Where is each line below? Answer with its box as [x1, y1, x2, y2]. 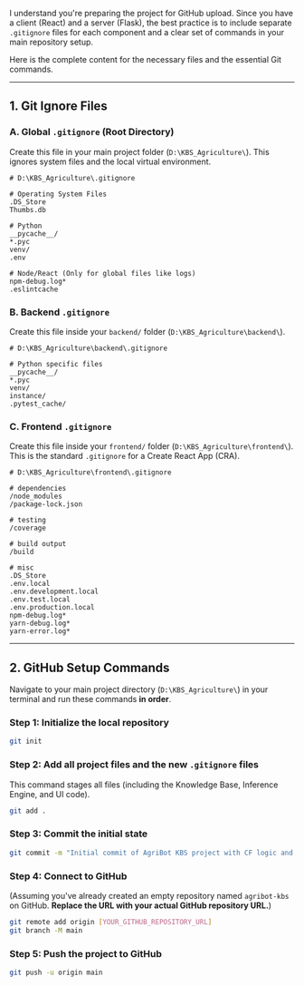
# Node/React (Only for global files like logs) [9, 268, 196, 278]
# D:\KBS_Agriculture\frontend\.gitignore [9, 468, 172, 477]
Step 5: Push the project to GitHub [9, 947, 163, 960]
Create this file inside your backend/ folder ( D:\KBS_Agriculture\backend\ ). [9, 326, 286, 337]
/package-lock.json [9, 500, 83, 509]
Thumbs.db [9, 205, 47, 214]
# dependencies [9, 484, 67, 493]
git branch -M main [9, 925, 83, 935]
